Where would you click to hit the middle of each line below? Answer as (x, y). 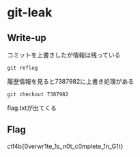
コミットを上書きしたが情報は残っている (64, 55)
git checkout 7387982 (38, 94)
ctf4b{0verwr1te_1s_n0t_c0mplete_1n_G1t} (65, 146)
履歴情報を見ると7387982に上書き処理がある (71, 81)
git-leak (30, 13)
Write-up (27, 38)
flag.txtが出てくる (32, 108)
